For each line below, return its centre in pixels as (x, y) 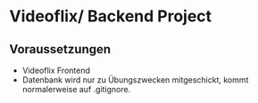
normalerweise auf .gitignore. (76, 89)
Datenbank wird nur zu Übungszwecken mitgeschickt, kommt (135, 80)
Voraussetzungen (60, 49)
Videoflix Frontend (56, 70)
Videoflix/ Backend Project (111, 16)
